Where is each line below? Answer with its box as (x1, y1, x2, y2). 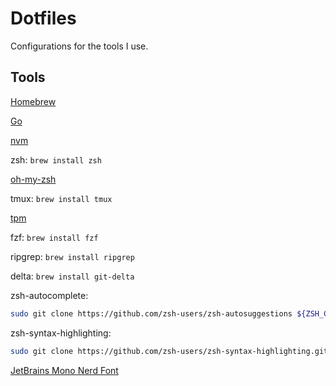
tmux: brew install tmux (10, 192, 113, 204)
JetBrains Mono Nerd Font (10, 364, 119, 376)
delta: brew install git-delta (10, 270, 135, 282)
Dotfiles (10, 7, 77, 30)
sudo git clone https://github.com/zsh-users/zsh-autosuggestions (10, 308, 293, 319)
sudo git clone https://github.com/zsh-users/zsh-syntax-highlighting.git (10, 346, 329, 356)
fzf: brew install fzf (10, 231, 99, 243)
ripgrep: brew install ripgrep (10, 250, 135, 262)
